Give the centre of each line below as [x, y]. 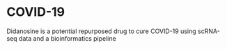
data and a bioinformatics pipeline [68, 38]
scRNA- [209, 31]
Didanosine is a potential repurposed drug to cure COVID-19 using [101, 31]
